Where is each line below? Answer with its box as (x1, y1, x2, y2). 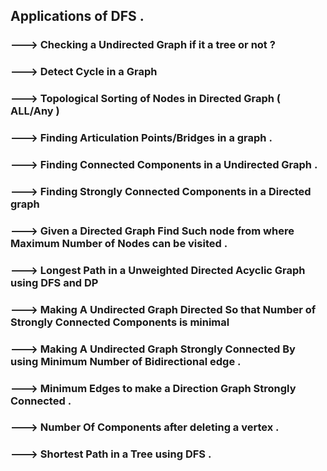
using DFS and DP (10, 275, 99, 289)
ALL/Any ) (10, 104, 60, 118)
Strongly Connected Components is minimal (10, 315, 230, 329)
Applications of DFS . (10, 8, 145, 25)
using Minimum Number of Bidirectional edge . (10, 354, 242, 368)
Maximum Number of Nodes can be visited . (10, 236, 228, 250)
